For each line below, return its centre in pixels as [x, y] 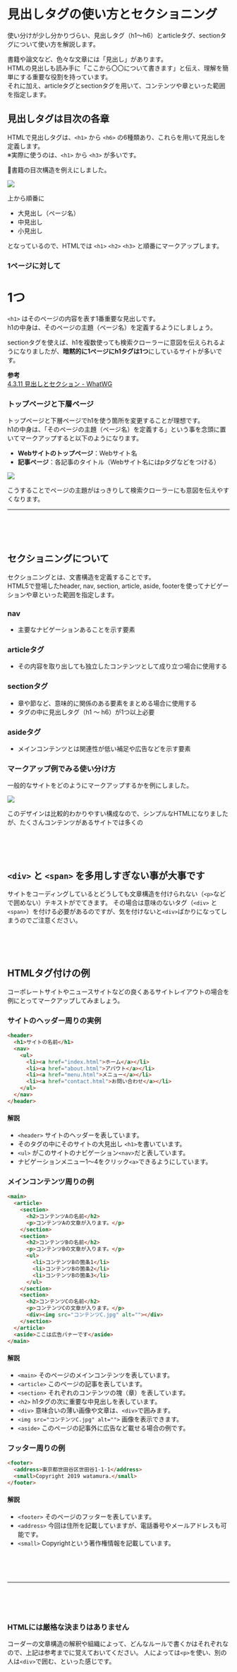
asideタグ [24, 732]
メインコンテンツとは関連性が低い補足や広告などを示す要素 [104, 748]
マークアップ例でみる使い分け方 [62, 769]
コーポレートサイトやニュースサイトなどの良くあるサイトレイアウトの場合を [119, 992]
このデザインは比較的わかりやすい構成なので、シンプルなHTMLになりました [118, 814]
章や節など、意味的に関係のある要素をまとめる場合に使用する [107, 703]
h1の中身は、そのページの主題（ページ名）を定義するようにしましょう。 [112, 327]
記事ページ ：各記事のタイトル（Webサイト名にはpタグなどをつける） [119, 462]
